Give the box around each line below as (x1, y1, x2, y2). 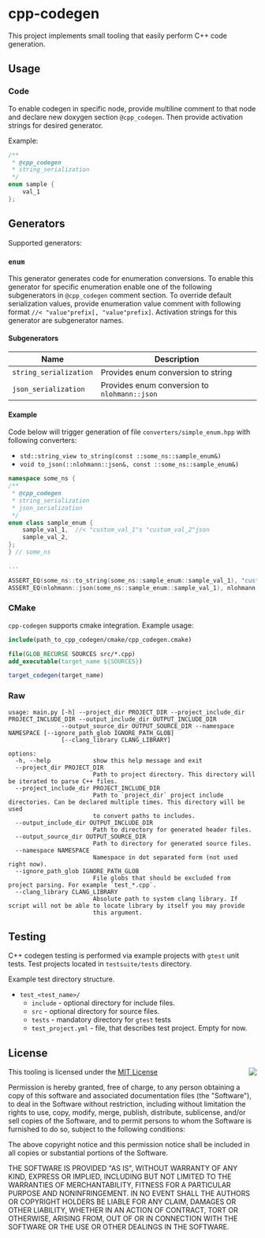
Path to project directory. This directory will (92, 771, 256, 778)
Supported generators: (8, 238, 83, 247)
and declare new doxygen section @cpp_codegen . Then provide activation (8, 112, 243, 122)
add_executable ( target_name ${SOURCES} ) (8, 657, 144, 666)
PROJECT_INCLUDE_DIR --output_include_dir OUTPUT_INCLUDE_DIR (8, 715, 217, 723)
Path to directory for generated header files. (92, 826, 252, 834)
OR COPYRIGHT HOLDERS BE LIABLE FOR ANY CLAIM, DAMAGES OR (8, 1197, 237, 1206)
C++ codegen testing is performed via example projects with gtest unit (8, 951, 240, 960)
